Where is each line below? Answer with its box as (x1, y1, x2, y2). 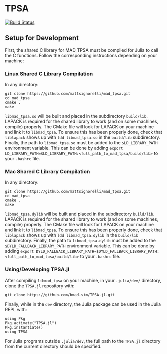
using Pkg (5, 316, 26, 321)
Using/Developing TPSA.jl (5, 266, 70, 273)
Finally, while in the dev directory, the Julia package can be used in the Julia (5, 301, 161, 307)
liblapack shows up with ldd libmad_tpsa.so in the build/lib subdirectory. (5, 134, 161, 140)
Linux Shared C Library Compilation (5, 70, 93, 77)
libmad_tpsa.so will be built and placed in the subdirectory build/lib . (5, 113, 148, 119)
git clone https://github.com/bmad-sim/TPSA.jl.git (5, 292, 115, 297)
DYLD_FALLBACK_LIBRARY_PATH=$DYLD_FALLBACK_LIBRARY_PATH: (36, 249, 160, 254)
